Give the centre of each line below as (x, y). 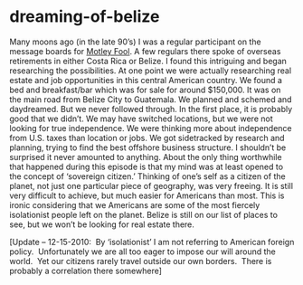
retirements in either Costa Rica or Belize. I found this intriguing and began (148, 61)
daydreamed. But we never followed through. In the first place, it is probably (151, 109)
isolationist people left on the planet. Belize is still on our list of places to (144, 214)
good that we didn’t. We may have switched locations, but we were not (141, 119)
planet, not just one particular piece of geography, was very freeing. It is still (151, 185)
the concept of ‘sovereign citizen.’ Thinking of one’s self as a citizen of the (148, 176)
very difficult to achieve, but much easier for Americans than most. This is (147, 195)
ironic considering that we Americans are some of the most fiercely (135, 204)
